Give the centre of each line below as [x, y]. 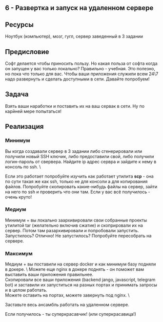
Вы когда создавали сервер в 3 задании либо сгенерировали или [74, 151]
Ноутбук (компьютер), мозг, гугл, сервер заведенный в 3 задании [74, 37]
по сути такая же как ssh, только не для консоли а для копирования [76, 181]
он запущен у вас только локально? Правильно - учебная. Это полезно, [80, 69]
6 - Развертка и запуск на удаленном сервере [79, 8]
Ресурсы [20, 25]
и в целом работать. [26, 290]
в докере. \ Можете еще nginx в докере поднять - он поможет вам [74, 269]
